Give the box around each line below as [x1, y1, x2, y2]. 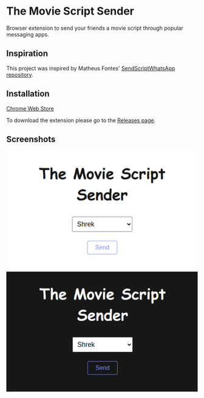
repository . [6, 71, 33, 78]
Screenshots [6, 134, 56, 144]
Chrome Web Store [6, 105, 55, 112]
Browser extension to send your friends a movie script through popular [6, 24, 184, 32]
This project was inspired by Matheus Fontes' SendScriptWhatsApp [6, 64, 175, 72]
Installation [6, 89, 50, 99]
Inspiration [6, 49, 49, 59]
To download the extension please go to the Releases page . [6, 117, 156, 124]
